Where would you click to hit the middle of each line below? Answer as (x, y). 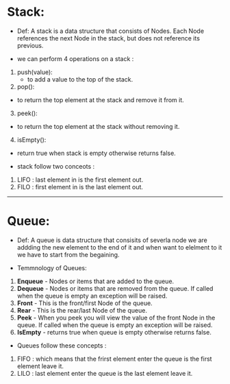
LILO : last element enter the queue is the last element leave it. (105, 373)
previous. (30, 45)
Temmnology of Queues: (52, 267)
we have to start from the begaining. (68, 254)
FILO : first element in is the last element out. (80, 187)
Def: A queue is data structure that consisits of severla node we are (112, 240)
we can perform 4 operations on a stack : (75, 58)
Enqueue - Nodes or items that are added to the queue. (95, 281)
